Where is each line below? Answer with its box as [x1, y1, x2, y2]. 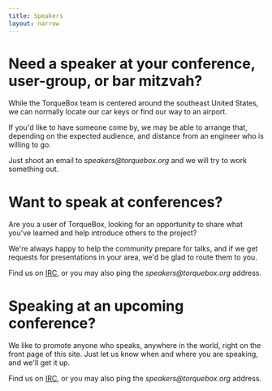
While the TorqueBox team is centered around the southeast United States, [8, 98, 259, 108]
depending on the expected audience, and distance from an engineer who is [8, 131, 264, 141]
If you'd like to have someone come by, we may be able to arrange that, [8, 122, 248, 132]
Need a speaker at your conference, [8, 54, 256, 73]
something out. [8, 164, 59, 174]
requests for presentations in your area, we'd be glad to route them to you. [8, 252, 257, 262]
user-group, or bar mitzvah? [8, 71, 203, 90]
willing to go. [8, 140, 51, 150]
